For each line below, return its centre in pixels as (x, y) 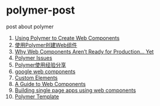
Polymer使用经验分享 (40, 65)
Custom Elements (36, 78)
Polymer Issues (33, 58)
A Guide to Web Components (50, 84)
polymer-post (41, 10)
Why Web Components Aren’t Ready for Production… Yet (84, 51)
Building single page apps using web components (75, 90)
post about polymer (30, 26)
